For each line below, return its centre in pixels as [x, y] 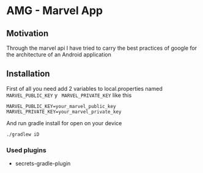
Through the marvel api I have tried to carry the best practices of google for [102, 48]
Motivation [28, 33]
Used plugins [27, 150]
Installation [28, 74]
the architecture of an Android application [59, 55]
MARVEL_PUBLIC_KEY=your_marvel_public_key [61, 106]
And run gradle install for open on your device [64, 123]
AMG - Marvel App [54, 11]
